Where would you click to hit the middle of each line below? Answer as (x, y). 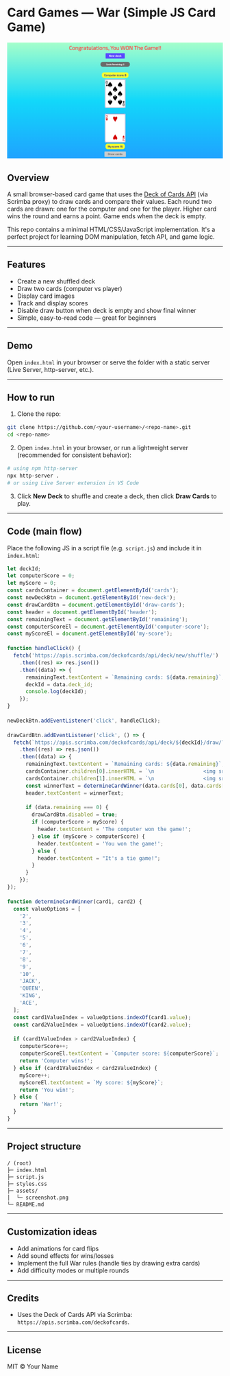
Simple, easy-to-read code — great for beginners (87, 318)
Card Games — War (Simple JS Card (112, 13)
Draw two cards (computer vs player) (69, 288)
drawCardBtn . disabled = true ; (75, 815)
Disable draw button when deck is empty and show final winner (106, 310)
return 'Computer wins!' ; (56, 1061)
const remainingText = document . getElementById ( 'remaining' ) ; (98, 619)
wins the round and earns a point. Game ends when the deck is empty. (107, 216)
